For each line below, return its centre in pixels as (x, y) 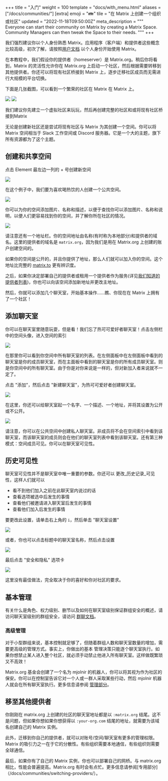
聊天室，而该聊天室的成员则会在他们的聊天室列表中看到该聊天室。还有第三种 (84, 437)
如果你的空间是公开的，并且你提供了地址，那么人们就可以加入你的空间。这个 (84, 258)
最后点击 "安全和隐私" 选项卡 (35, 560)
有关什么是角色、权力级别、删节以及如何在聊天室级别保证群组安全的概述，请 (84, 610)
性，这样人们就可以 (25, 480)
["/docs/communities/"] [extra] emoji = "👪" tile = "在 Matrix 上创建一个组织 (83, 13)
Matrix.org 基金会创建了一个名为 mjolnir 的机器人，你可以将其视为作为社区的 (84, 672)
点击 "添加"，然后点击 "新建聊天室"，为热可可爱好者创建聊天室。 (72, 384)
